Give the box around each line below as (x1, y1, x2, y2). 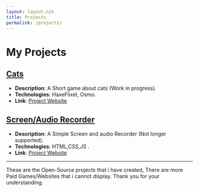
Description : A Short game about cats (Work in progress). (14, 84, 157, 92)
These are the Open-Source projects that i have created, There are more (6, 166, 184, 174)
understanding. (6, 179, 43, 186)
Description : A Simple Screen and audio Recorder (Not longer (14, 130, 166, 137)
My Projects (6, 45, 67, 59)
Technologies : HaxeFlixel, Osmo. (14, 91, 97, 98)
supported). (14, 137, 44, 144)
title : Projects (6, 14, 46, 20)
